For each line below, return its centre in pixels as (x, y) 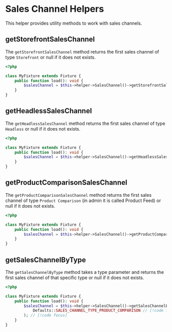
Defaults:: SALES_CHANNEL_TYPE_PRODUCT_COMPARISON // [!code (98, 311)
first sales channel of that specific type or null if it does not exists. (75, 278)
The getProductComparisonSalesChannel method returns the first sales (79, 195)
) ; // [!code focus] (46, 316)
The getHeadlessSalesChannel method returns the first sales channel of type (85, 123)
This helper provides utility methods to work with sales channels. (74, 23)
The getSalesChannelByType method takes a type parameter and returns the (85, 272)
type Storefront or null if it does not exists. (51, 57)
